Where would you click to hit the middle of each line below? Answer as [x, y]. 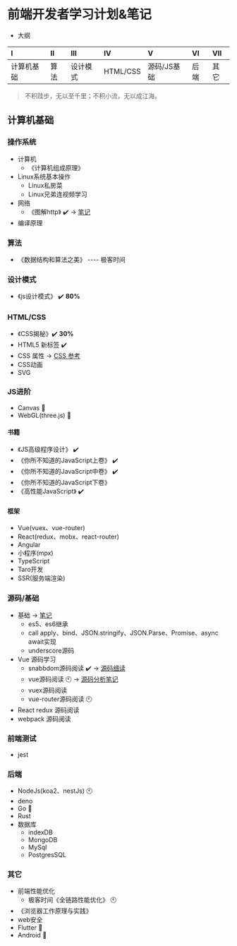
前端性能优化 [36, 891]
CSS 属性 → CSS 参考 [49, 355]
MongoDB [43, 840]
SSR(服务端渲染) [41, 578]
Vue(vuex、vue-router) [51, 528]
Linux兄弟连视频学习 [58, 194]
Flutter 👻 [30, 928]
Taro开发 [30, 570]
